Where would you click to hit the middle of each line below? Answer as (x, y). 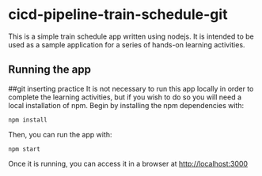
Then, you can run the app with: (60, 134)
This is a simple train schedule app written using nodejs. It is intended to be (131, 36)
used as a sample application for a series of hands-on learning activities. (127, 44)
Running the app (49, 70)
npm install (28, 120)
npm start (25, 149)
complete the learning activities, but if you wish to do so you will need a (125, 97)
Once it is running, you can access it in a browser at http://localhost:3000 (128, 163)
